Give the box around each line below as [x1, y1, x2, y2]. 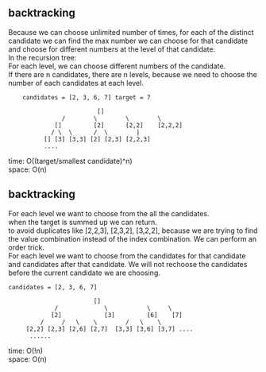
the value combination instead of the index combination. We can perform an [8, 234, 256, 243]
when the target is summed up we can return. [8, 217, 157, 227]
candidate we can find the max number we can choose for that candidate [8, 36, 249, 45]
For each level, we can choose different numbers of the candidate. [8, 61, 226, 71]
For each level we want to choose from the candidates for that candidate [8, 250, 246, 261]
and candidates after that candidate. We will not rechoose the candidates [8, 259, 248, 269]
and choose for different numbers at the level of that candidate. [8, 44, 216, 54]
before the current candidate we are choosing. [8, 268, 160, 277]
